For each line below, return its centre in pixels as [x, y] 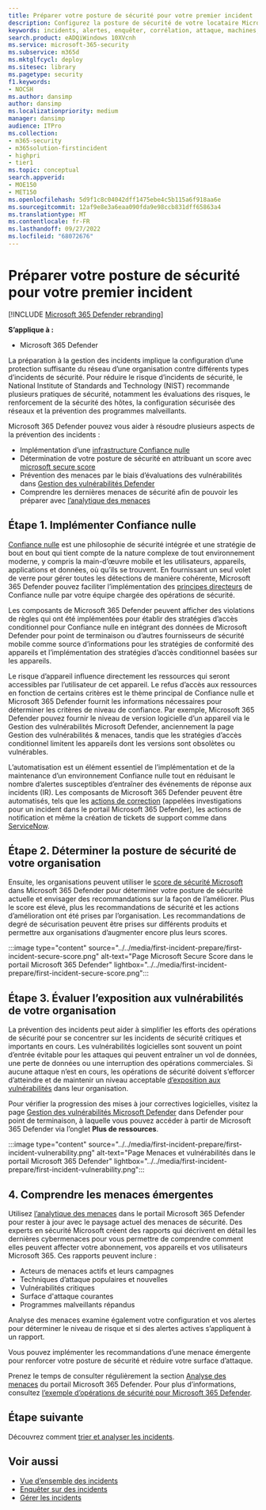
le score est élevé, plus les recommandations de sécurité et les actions [124, 907]
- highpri [25, 155]
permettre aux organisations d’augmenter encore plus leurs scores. [118, 933]
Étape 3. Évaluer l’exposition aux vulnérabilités [126, 998]
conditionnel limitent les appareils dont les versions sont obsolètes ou [122, 743]
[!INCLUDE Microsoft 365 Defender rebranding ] [86, 314]
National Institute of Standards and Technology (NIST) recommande [119, 386]
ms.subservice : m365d [44, 52]
